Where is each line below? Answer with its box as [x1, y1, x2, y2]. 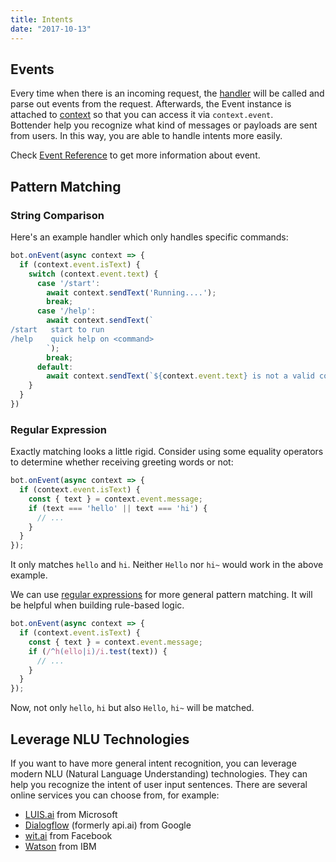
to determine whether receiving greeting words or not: [10, 456, 234, 468]
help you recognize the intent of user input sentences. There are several [10, 778, 308, 790]
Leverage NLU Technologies [10, 731, 190, 748]
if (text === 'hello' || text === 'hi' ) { [28, 503, 208, 513]
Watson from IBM [24, 840, 97, 852]
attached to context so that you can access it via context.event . [10, 109, 274, 121]
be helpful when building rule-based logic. [10, 599, 185, 611]
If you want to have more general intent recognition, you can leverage [10, 757, 297, 769]
